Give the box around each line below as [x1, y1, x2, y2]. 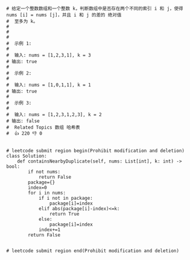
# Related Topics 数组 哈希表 [6, 125, 80, 131]
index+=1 [38, 227, 61, 233]
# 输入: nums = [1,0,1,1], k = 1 [6, 82, 92, 88]
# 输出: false [6, 118, 40, 124]
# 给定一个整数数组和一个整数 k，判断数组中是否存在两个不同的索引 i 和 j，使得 [6, 5, 183, 11]
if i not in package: [38, 195, 93, 201]
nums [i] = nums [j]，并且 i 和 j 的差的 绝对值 [6, 12, 122, 18]
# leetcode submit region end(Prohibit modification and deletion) [6, 248, 180, 254]
